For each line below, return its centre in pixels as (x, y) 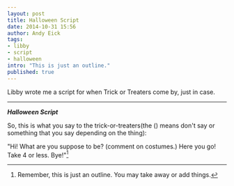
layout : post (26, 14)
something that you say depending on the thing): (77, 132)
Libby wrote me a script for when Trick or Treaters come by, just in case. (111, 92)
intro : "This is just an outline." (59, 65)
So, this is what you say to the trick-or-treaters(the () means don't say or (111, 125)
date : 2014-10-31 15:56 (42, 26)
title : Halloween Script (43, 20)
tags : (15, 40)
